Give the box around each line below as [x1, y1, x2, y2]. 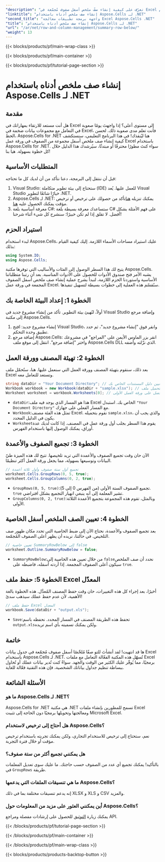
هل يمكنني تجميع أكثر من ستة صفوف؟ [5, 750, 86, 757]
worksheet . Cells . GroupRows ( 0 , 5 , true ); [5, 472, 90, 477]
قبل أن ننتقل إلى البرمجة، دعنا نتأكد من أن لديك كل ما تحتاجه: [5, 175, 117, 181]
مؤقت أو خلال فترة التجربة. [5, 738, 55, 744]
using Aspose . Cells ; [5, 258, 48, 263]
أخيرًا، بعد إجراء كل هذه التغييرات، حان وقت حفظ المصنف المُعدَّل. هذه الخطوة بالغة [5, 588, 157, 594]
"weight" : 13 [5, 30, 32, 35]
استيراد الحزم [5, 225, 42, 234]
